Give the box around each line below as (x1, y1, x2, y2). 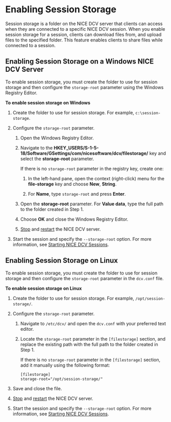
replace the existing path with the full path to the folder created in (20, 341, 158, 347)
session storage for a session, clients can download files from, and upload (5, 31, 162, 37)
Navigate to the (20, 144, 53, 151)
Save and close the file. (12, 385, 62, 391)
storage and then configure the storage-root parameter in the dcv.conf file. (5, 275, 164, 281)
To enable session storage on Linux (5, 285, 82, 291)
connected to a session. (5, 42, 56, 48)
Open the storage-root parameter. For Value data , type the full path (20, 201, 164, 207)
